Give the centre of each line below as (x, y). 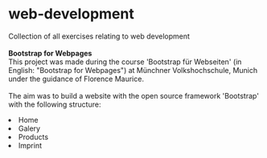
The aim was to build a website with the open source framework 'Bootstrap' (134, 95)
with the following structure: (55, 104)
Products (34, 136)
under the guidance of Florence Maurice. (76, 79)
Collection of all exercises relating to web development (99, 36)
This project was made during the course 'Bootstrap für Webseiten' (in (125, 62)
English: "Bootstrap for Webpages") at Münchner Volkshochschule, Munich (133, 70)
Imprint (31, 145)
